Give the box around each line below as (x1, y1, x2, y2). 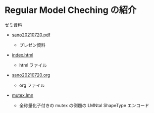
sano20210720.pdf (11, 32, 51, 38)
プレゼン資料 (19, 42, 46, 48)
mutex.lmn (11, 92, 34, 98)
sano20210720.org (11, 72, 51, 78)
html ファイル (19, 62, 48, 68)
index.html (11, 52, 34, 57)
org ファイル (19, 82, 45, 88)
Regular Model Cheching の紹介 (4, 4, 137, 16)
